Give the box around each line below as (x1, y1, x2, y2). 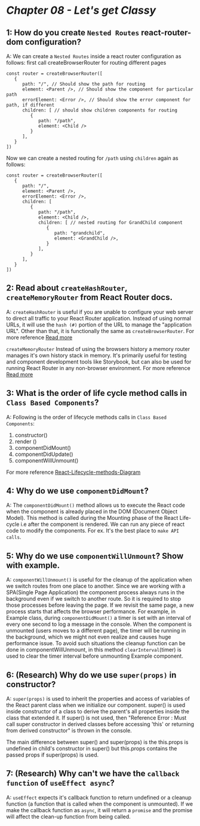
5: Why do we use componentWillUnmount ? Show (6, 550, 184, 561)
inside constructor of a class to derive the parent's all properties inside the (6, 708, 190, 715)
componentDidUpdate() (14, 450, 73, 458)
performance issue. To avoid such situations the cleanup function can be (6, 640, 186, 647)
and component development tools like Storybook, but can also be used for (6, 358, 192, 365)
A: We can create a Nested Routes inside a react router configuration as (6, 53, 181, 60)
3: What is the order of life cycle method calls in (6, 388, 187, 398)
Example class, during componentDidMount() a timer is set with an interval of (6, 615, 191, 622)
